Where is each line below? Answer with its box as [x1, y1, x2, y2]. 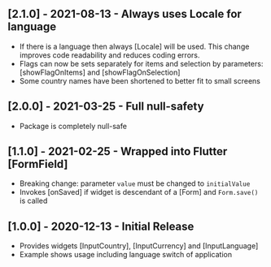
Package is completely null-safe [19, 121, 128, 131]
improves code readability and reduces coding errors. [19, 50, 200, 60]
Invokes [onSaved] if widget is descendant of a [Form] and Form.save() [19, 187, 259, 197]
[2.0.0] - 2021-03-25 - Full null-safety [7, 100, 204, 114]
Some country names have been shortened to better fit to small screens [19, 75, 261, 85]
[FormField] [7, 157, 68, 171]
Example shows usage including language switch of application [19, 250, 233, 260]
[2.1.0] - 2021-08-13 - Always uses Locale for [7, 7, 242, 21]
